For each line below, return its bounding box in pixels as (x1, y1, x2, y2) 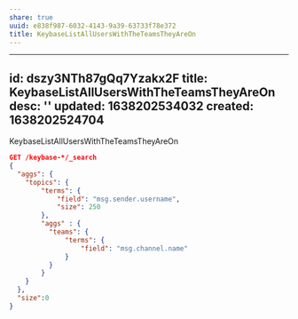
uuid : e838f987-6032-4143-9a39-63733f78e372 (9, 21, 176, 30)
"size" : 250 (56, 203, 101, 211)
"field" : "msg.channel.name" (80, 243, 189, 253)
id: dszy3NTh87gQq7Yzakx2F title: (9, 70, 208, 85)
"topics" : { (25, 178, 69, 187)
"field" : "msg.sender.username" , (56, 195, 180, 203)
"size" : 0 (17, 294, 50, 303)
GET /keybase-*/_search (9, 153, 98, 163)
